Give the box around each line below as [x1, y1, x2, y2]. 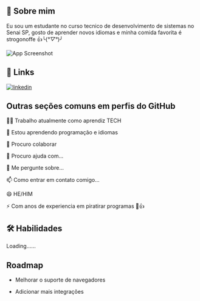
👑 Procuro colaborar [6, 140, 57, 148]
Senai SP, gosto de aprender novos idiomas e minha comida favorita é [6, 29, 182, 36]
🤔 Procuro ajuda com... [6, 153, 64, 160]
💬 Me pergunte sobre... [6, 164, 64, 171]
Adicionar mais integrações [15, 288, 84, 296]
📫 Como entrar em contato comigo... [6, 176, 100, 184]
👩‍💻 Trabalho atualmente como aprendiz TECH [6, 117, 122, 125]
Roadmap [6, 260, 44, 271]
